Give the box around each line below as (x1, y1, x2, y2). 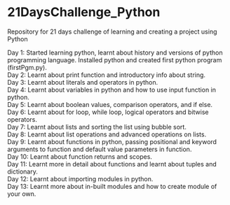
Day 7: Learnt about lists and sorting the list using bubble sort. (7, 122, 187, 131)
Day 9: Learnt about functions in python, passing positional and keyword (7, 137, 217, 146)
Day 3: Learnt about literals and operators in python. (7, 78, 158, 86)
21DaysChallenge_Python (7, 4, 161, 20)
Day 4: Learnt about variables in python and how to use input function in (7, 85, 216, 94)
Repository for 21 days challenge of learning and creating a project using (7, 27, 217, 36)
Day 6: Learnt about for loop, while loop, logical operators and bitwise (7, 108, 209, 116)
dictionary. (7, 167, 39, 176)
